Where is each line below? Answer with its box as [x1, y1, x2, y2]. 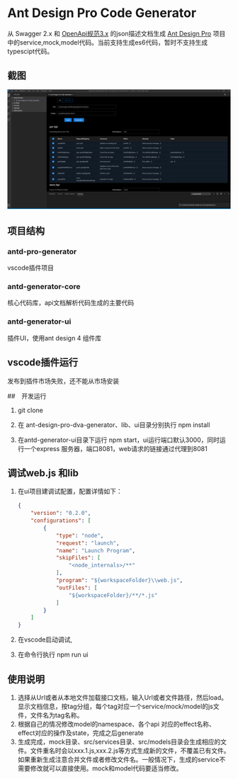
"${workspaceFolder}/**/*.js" [68, 591, 158, 599]
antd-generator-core [7, 282, 81, 292]
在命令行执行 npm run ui [17, 650, 89, 659]
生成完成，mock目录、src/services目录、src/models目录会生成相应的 [17, 738, 221, 746]
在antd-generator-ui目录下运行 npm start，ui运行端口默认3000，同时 [17, 436, 220, 444]
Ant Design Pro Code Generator [7, 5, 197, 21]
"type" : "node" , [55, 532, 104, 539]
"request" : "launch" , [55, 540, 120, 547]
